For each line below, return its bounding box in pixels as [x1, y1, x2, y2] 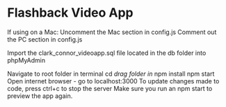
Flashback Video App [7, 5, 134, 21]
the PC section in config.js [7, 35, 83, 43]
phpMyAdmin [7, 56, 46, 64]
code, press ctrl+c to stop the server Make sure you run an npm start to [7, 84, 213, 92]
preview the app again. [7, 92, 73, 100]
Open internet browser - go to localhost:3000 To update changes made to [7, 76, 220, 85]
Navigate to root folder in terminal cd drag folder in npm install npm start [7, 69, 215, 78]
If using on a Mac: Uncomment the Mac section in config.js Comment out [7, 28, 217, 36]
